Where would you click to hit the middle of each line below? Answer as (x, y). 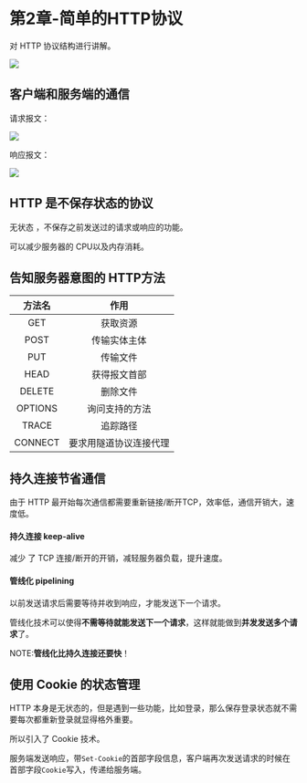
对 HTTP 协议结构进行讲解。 (63, 46)
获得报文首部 (119, 375)
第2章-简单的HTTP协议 (96, 19)
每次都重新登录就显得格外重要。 (77, 720)
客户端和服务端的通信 (69, 94)
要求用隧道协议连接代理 (119, 444)
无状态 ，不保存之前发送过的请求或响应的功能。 (99, 227)
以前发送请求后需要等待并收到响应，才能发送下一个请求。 (117, 602)
